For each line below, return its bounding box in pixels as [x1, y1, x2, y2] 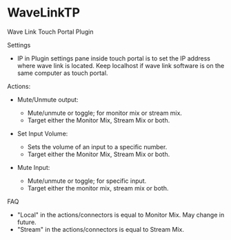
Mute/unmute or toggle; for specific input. [27, 177, 147, 185]
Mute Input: [17, 163, 50, 171]
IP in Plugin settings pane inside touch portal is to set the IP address [17, 54, 210, 63]
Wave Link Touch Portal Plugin [7, 28, 94, 36]
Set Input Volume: [17, 129, 68, 138]
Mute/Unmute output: [17, 95, 79, 104]
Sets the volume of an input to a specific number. [27, 142, 168, 151]
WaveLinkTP [7, 5, 81, 21]
